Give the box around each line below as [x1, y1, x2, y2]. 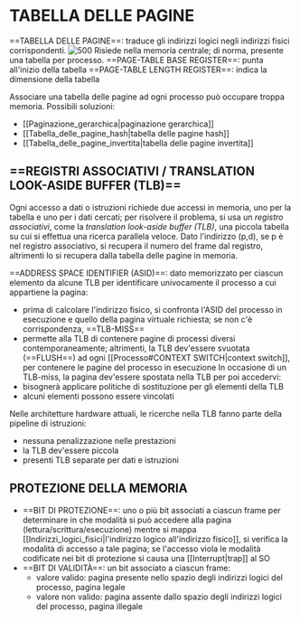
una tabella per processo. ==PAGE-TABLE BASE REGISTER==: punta [9, 54, 264, 65]
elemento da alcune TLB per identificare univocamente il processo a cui [9, 277, 277, 287]
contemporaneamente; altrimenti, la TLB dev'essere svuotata [22, 343, 250, 353]
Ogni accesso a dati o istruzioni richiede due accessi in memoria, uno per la [9, 202, 292, 212]
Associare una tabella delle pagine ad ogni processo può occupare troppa [9, 91, 285, 102]
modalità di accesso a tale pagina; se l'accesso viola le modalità [22, 543, 261, 554]
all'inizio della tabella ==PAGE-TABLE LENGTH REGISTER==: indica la [9, 64, 267, 75]
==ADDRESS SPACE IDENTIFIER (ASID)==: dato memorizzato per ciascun [9, 268, 284, 278]
